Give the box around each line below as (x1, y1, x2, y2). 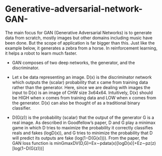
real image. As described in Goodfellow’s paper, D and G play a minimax (12, 120, 156, 125)
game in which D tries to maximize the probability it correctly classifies (12, 125, 153, 130)
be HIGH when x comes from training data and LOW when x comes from (12, 94, 156, 100)
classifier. (12, 105, 31, 111)
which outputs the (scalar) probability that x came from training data (12, 79, 148, 85)
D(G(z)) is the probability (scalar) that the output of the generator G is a (12, 114, 154, 120)
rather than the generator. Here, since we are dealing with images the (12, 84, 151, 90)
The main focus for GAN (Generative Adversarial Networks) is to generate (5, 30, 152, 35)
